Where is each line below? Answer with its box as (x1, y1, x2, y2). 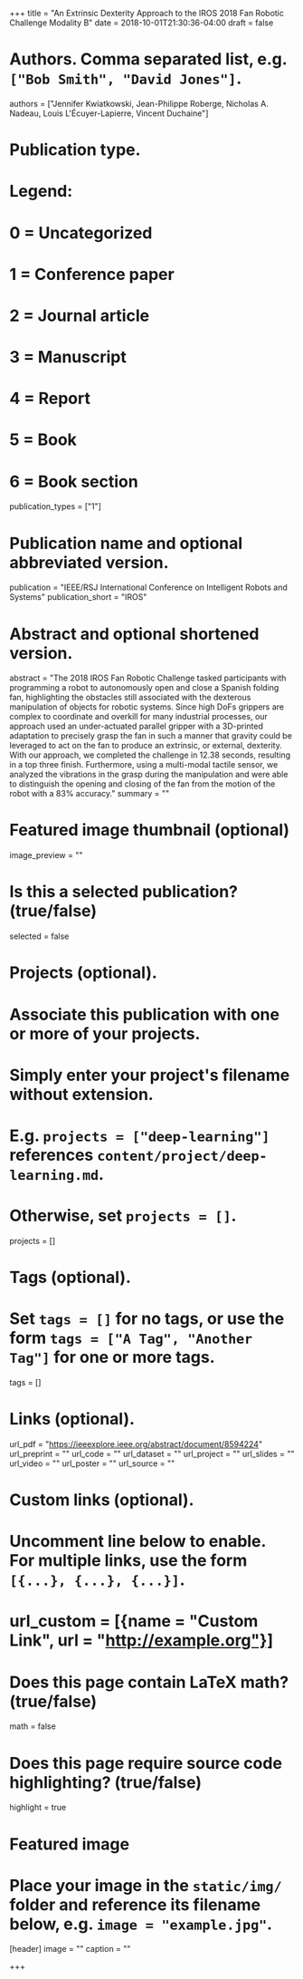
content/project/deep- (96, 1147, 268, 1164)
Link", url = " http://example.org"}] (9, 1630, 274, 1651)
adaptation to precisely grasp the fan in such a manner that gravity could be (9, 730, 292, 741)
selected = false (9, 931, 70, 941)
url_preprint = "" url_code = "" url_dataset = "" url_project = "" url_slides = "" (9, 1448, 295, 1459)
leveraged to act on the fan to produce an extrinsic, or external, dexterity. (9, 740, 282, 751)
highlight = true (9, 1802, 67, 1813)
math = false (9, 1721, 56, 1732)
